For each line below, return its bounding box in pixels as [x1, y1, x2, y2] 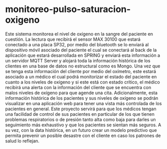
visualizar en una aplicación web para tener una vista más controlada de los [5, 100, 162, 106]
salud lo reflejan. [5, 137, 40, 144]
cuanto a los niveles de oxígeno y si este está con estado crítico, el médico [5, 79, 160, 85]
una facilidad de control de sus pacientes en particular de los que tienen [5, 111, 154, 117]
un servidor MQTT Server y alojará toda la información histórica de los [5, 57, 150, 63]
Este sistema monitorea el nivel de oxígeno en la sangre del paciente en [5, 31, 153, 37]
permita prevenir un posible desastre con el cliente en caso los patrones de [5, 132, 161, 138]
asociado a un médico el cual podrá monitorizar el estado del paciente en [5, 73, 157, 80]
